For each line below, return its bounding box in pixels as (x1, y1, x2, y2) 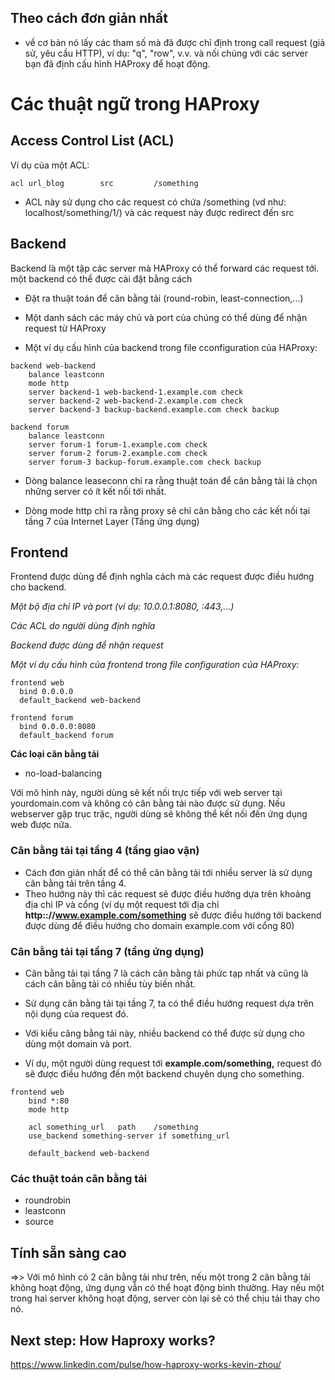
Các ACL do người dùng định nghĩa (10, 620, 156, 632)
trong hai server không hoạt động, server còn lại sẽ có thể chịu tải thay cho (10, 1292, 321, 1305)
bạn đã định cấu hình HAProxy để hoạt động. (24, 57, 211, 70)
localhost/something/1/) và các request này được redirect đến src (24, 206, 295, 218)
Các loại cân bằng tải (10, 748, 100, 760)
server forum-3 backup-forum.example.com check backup (28, 457, 262, 467)
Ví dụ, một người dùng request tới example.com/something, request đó (24, 1057, 322, 1070)
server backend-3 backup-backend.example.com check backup (28, 404, 280, 415)
